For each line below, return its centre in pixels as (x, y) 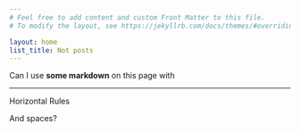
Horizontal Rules (39, 101)
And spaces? (33, 119)
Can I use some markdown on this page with (92, 76)
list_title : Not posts (51, 50)
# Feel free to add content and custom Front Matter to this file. (137, 17)
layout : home (33, 42)
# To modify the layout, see (63, 26)
